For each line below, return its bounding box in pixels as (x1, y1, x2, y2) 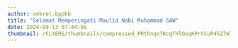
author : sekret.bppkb (7, 10, 72, 18)
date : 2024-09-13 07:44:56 (7, 23, 87, 30)
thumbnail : (7, 30, 40, 37)
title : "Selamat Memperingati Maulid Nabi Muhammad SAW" (7, 17, 179, 24)
